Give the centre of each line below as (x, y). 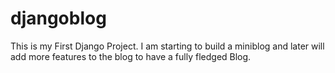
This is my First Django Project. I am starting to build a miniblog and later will (167, 46)
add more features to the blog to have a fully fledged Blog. (131, 56)
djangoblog (58, 18)
